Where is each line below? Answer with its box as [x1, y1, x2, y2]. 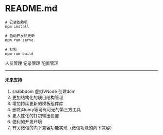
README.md [5, 3, 58, 14]
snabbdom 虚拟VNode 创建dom [12, 89, 76, 94]
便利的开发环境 [12, 119, 42, 125]
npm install [5, 24, 29, 29]
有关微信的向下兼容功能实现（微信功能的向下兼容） [12, 125, 114, 131]
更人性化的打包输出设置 [12, 113, 59, 119]
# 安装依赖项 [5, 20, 28, 25]
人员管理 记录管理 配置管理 [5, 60, 59, 66]
